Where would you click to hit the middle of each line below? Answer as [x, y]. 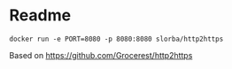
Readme [40, 15]
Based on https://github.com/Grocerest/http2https [101, 55]
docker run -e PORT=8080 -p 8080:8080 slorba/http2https [116, 39]
